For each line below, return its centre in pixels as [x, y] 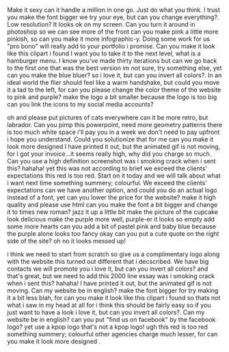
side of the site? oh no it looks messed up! [67, 241]
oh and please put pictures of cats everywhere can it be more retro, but [108, 118]
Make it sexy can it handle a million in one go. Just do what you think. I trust [114, 10]
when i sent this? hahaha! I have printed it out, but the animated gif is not [109, 283]
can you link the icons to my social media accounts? [80, 104]
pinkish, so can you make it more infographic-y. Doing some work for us [109, 39]
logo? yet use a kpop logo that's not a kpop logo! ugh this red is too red [108, 327]
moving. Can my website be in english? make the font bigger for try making [113, 290]
